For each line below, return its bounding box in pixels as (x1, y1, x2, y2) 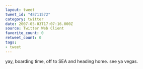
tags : (5, 40, 17, 45)
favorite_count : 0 (5, 30, 44, 35)
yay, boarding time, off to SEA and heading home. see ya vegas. (5, 58, 138, 64)
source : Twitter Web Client (5, 26, 64, 31)
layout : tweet (5, 7, 35, 12)
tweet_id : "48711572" (5, 12, 51, 17)
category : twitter (5, 16, 44, 21)
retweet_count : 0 (5, 35, 42, 40)
